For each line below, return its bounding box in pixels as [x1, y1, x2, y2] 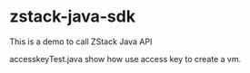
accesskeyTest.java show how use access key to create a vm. [9, 53, 242, 64]
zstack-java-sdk [9, 6, 136, 27]
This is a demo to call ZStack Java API [9, 36, 153, 47]
